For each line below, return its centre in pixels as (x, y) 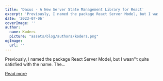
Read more (16, 73)
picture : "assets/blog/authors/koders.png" (54, 37)
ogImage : (14, 41)
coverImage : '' (20, 23)
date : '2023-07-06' (25, 18)
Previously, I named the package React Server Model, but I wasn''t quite (77, 59)
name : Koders (23, 32)
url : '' (17, 45)
